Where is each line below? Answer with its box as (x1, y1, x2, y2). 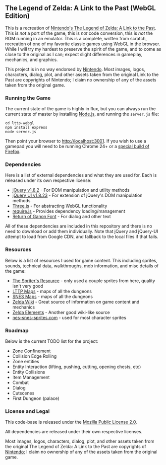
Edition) (5, 12, 30, 20)
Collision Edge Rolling (12, 353, 57, 359)
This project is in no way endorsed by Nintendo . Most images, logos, (5, 66, 145, 72)
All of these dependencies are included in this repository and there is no (5, 223, 153, 229)
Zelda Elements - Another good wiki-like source (12, 309, 110, 315)
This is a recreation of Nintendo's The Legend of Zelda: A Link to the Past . (5, 25, 157, 31)
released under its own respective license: (5, 177, 92, 183)
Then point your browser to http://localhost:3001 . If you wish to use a (5, 138, 146, 144)
